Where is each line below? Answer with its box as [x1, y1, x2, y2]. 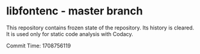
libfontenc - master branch [6, 4, 143, 18]
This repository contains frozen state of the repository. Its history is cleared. [6, 24, 194, 31]
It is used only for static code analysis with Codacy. [6, 30, 133, 37]
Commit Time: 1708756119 [6, 42, 71, 49]
